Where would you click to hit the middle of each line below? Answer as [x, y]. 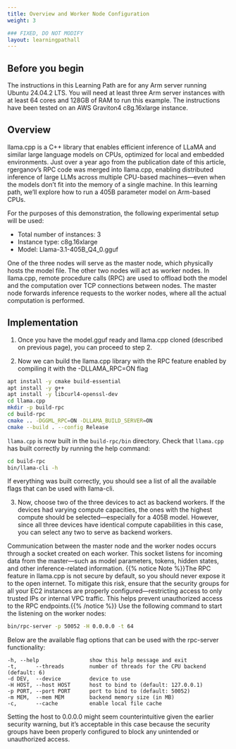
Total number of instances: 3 [59, 234]
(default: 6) [26, 673]
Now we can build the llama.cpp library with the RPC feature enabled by [122, 361]
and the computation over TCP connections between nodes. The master [112, 285]
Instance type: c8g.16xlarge [57, 241]
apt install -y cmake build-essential [64, 381]
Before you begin [46, 68]
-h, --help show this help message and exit [98, 661]
